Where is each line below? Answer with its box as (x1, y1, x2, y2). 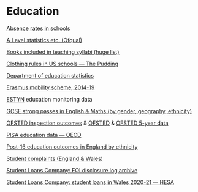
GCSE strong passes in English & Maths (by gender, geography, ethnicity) (6, 107, 192, 114)
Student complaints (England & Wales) (6, 155, 103, 162)
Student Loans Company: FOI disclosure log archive (6, 166, 138, 174)
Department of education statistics (6, 72, 94, 79)
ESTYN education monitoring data (6, 95, 93, 103)
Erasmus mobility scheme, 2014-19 (6, 84, 95, 91)
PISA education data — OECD (6, 131, 82, 138)
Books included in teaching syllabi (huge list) (6, 48, 120, 56)
